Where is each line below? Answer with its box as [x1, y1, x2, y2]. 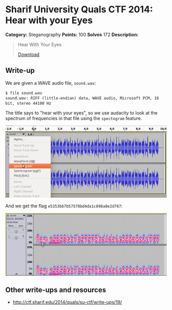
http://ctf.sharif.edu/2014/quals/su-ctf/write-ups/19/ [12, 299, 122, 305]
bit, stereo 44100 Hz [5, 101, 52, 106]
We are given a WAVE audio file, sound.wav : [5, 80, 96, 86]
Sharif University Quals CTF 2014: [5, 4, 154, 15]
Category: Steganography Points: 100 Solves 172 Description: [5, 31, 139, 37]
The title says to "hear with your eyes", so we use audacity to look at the [5, 109, 158, 116]
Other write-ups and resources [5, 285, 106, 294]
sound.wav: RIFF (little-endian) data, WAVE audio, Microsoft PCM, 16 [5, 95, 159, 101]
